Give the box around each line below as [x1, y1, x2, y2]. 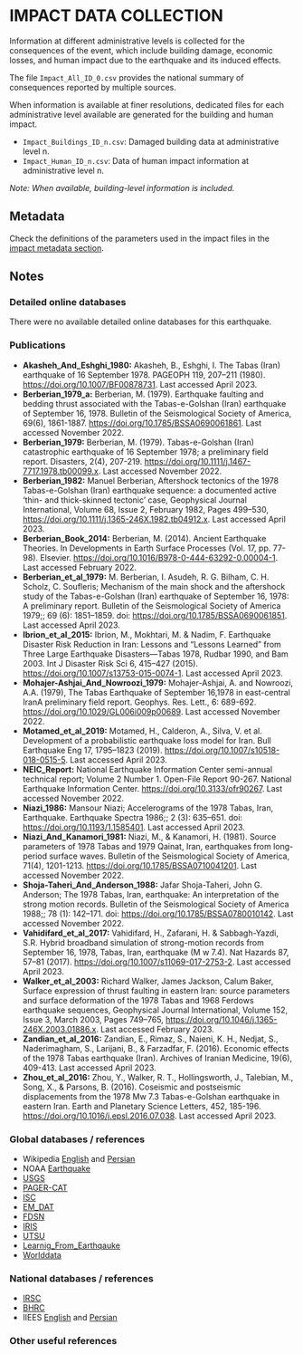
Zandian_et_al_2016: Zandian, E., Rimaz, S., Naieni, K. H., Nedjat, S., [22, 1033, 279, 1044]
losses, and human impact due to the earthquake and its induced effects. [9, 54, 282, 65]
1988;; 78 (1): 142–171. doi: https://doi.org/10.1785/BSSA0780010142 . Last [22, 907, 294, 919]
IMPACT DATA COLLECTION [9, 5, 223, 26]
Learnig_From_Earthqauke [22, 1240, 120, 1251]
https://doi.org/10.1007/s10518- [164, 744, 280, 755]
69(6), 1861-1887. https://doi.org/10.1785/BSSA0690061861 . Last [22, 418, 262, 428]
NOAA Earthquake [22, 1163, 90, 1174]
